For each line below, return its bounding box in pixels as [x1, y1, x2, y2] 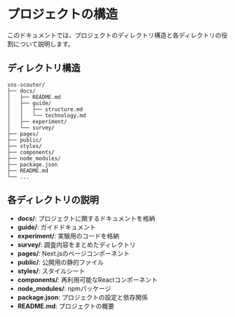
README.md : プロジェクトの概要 [17, 302, 114, 310]
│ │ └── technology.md [7, 112, 86, 119]
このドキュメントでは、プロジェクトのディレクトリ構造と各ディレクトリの [7, 31, 222, 39]
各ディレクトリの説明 [7, 194, 100, 206]
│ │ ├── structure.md [7, 106, 83, 113]
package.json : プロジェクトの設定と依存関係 [17, 292, 149, 302]
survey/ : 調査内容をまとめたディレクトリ [17, 240, 136, 249]
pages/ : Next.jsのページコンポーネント [17, 249, 130, 257]
